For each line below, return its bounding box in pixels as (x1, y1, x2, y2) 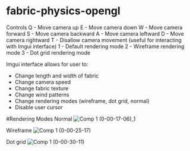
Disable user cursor (14, 103, 64, 111)
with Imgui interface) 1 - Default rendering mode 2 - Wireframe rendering (6, 43, 185, 50)
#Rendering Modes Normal (6, 115, 72, 122)
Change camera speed (14, 78, 71, 86)
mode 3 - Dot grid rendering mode (6, 49, 91, 56)
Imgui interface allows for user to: (6, 61, 88, 68)
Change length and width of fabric (14, 72, 99, 79)
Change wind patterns (14, 91, 69, 98)
